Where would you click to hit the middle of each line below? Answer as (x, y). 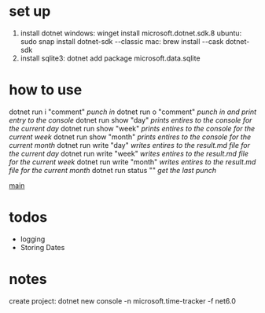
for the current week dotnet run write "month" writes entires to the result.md (132, 162)
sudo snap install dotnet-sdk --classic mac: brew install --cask (122, 41)
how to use (46, 90)
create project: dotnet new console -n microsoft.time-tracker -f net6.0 (123, 300)
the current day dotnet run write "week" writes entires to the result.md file (129, 153)
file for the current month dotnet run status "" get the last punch (113, 170)
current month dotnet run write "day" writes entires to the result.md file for (130, 145)
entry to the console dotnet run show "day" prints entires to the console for (131, 120)
